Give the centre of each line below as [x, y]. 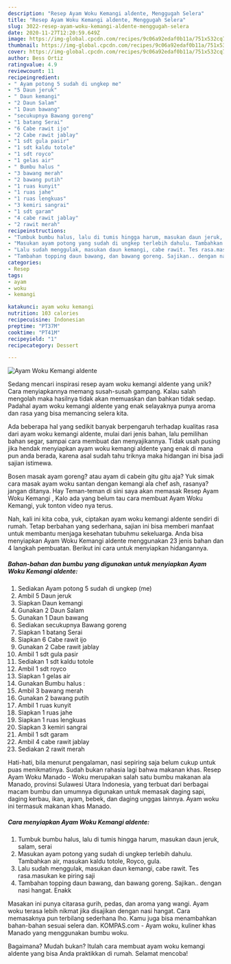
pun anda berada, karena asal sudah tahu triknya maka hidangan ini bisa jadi [116, 456]
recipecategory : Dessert [43, 345]
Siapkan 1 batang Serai [50, 632]
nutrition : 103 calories [43, 313]
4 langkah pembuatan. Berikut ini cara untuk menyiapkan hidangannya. [108, 548]
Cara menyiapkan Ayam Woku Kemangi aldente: [79, 822]
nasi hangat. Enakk [44, 890]
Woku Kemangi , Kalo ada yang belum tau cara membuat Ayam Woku [105, 498]
